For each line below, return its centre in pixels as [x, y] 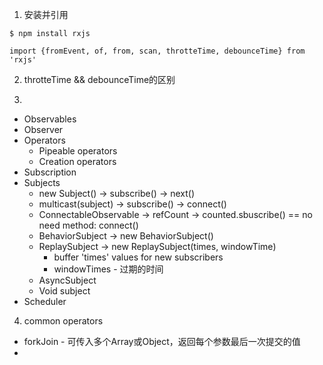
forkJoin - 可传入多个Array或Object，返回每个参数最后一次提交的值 [162, 341]
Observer [43, 129]
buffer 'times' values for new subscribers [138, 257]
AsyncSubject [67, 280]
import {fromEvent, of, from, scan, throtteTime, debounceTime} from [157, 51]
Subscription [50, 172]
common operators [63, 321]
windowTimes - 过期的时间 [108, 269]
